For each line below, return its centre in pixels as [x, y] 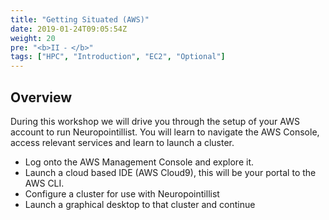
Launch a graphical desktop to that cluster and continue [140, 204]
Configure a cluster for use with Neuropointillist [122, 193]
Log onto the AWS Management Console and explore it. [139, 162]
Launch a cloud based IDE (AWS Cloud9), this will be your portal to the [170, 172]
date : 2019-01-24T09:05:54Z [69, 29]
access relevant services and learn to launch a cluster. [122, 142]
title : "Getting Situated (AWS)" [80, 19]
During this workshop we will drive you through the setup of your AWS [155, 121]
